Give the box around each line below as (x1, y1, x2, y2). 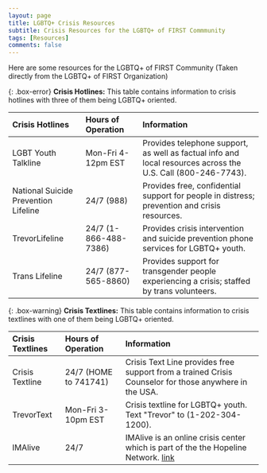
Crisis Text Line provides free (125, 357, 234, 368)
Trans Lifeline (12, 271, 63, 282)
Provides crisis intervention (142, 223, 245, 235)
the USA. (125, 386, 159, 397)
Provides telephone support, (142, 138, 249, 149)
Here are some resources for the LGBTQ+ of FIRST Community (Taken (8, 63, 238, 72)
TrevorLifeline (12, 233, 64, 244)
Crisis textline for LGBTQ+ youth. (125, 399, 248, 410)
